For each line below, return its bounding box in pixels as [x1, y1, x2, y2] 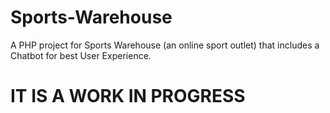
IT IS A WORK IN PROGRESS [10, 85, 246, 108]
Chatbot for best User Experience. [10, 49, 152, 61]
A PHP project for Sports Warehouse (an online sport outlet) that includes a [10, 39, 320, 51]
